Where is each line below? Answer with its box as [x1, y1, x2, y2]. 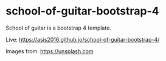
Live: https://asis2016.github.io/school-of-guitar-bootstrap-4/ [5, 36, 160, 43]
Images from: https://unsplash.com [5, 47, 94, 55]
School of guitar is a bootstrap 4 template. [5, 24, 112, 31]
